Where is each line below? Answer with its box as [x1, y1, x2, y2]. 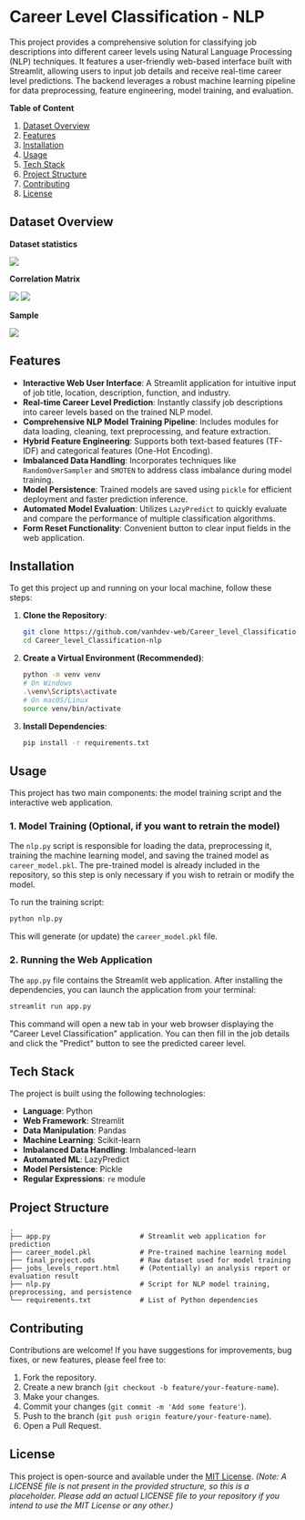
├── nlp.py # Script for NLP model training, [9, 1280, 271, 1290]
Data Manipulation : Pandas [22, 1125, 127, 1136]
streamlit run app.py [9, 1002, 92, 1011]
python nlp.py [9, 914, 64, 923]
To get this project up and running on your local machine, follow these [9, 583, 272, 594]
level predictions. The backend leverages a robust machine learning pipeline [9, 75, 296, 86]
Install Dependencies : [22, 720, 107, 731]
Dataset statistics [9, 239, 78, 250]
